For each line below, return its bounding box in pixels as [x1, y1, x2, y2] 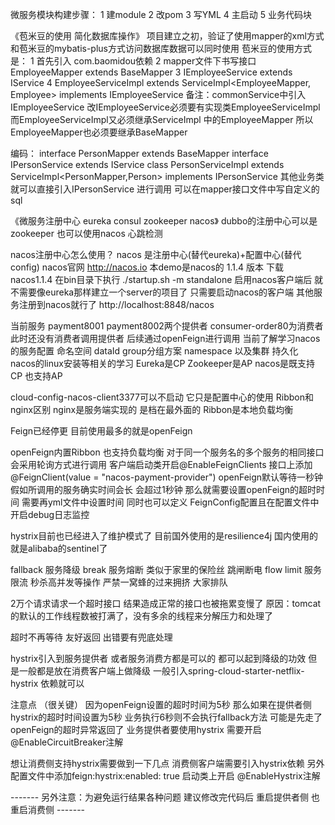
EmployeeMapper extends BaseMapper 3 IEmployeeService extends [10, 66, 293, 78]
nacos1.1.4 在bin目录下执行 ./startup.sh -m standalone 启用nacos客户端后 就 [10, 274, 324, 285]
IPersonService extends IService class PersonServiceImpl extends [10, 159, 285, 170]
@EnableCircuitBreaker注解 [10, 736, 124, 748]
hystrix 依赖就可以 [10, 678, 85, 689]
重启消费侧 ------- [10, 804, 86, 815]
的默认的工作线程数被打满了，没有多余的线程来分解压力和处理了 [10, 610, 273, 622]
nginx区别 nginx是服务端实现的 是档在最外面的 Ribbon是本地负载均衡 [10, 404, 294, 415]
